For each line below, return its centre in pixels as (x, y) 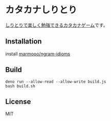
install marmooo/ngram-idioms (38, 54)
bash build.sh (20, 86)
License (18, 101)
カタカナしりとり (41, 10)
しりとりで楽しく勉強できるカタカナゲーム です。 (57, 25)
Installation (24, 42)
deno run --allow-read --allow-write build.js (56, 82)
